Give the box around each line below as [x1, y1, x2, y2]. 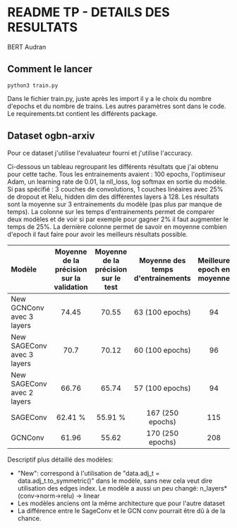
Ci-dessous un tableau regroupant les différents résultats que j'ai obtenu [7, 162, 219, 170]
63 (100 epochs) [133, 307, 192, 317]
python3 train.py [7, 82, 59, 89]
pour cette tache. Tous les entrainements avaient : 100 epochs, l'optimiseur [7, 170, 226, 178]
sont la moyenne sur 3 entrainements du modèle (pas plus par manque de [7, 199, 222, 209]
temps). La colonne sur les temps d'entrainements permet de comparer [7, 207, 215, 216]
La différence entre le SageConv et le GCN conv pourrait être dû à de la [17, 506, 226, 515]
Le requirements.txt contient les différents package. [7, 109, 158, 117]
